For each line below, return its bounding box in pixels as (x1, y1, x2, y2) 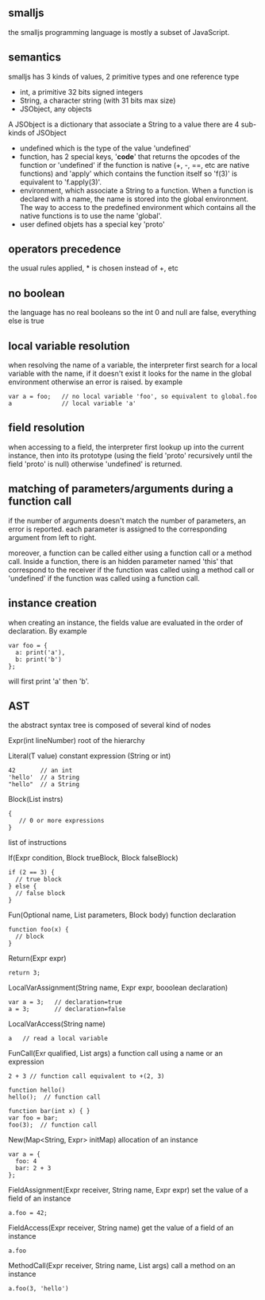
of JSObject (27, 127, 67, 138)
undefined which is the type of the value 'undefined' (19, 143, 192, 153)
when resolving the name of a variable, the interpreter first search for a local (8, 360, 258, 370)
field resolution (8, 421, 85, 434)
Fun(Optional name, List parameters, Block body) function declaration (8, 910, 236, 920)
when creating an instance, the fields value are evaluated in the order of (8, 617, 244, 627)
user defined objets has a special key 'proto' (19, 219, 165, 229)
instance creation (8, 597, 98, 610)
